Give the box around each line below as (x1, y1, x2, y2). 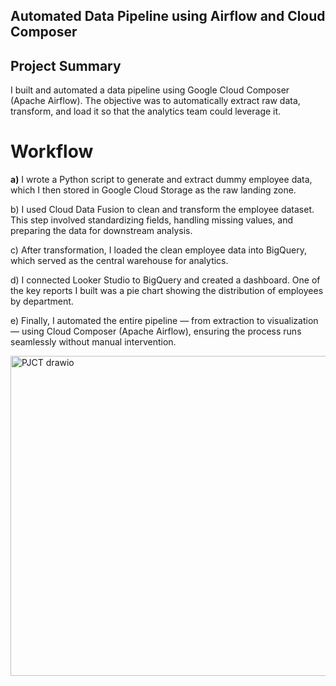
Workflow (10, 140, 94, 163)
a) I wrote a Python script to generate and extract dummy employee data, (10, 174, 313, 186)
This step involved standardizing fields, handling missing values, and (10, 214, 294, 226)
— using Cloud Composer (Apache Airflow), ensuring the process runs (10, 325, 302, 338)
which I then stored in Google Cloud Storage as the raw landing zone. (10, 184, 297, 196)
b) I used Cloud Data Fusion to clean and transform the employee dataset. (10, 204, 315, 216)
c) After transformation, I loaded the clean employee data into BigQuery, (10, 244, 308, 256)
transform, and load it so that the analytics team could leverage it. (10, 105, 282, 118)
